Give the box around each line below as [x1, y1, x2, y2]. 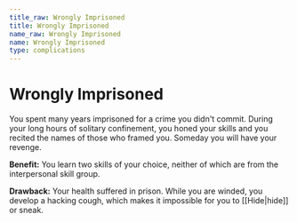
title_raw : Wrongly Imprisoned [9, 12, 125, 22]
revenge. [9, 142, 42, 153]
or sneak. [9, 205, 44, 216]
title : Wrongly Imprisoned [9, 21, 109, 30]
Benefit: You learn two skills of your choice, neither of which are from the [9, 159, 278, 170]
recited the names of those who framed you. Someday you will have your [9, 132, 277, 143]
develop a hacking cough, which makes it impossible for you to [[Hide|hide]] [9, 195, 289, 206]
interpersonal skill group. [9, 169, 100, 179]
